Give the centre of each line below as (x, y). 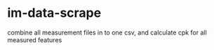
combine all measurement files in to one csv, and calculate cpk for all (107, 32)
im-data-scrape (54, 13)
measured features (35, 39)
